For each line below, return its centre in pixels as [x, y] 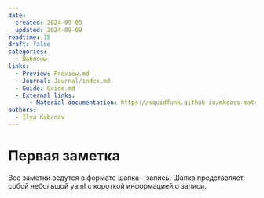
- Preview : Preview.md [52, 74]
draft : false [29, 45]
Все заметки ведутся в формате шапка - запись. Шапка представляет [126, 178]
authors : [22, 110]
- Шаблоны [31, 59]
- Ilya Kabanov [40, 117]
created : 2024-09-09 [49, 23]
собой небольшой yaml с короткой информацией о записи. [107, 185]
